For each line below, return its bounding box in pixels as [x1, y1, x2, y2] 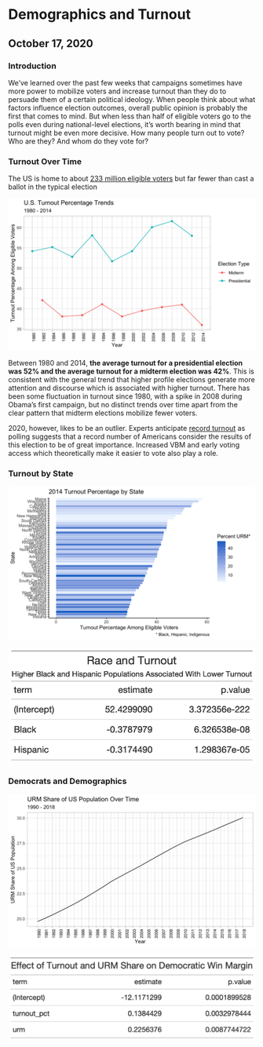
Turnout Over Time [8, 155, 82, 166]
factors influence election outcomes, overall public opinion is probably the [8, 103, 248, 112]
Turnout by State [8, 469, 74, 480]
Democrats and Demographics [8, 775, 127, 786]
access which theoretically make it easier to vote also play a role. [8, 449, 218, 458]
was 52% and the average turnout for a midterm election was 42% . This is [8, 367, 255, 376]
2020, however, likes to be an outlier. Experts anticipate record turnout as [8, 424, 246, 433]
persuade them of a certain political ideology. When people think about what [8, 94, 256, 104]
